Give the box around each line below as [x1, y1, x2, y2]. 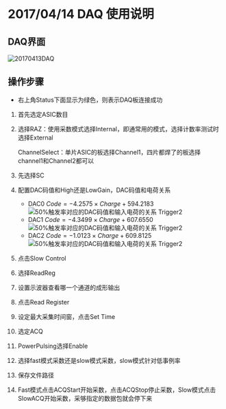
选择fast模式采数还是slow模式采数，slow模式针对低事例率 [17, 356, 181, 364]
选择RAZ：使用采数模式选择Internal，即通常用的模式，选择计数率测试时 [17, 124, 219, 133]
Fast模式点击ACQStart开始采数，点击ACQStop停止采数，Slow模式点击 [17, 386, 216, 394]
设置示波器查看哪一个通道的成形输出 [17, 283, 121, 291]
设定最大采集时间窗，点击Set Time [17, 312, 116, 320]
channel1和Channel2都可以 [17, 156, 95, 165]
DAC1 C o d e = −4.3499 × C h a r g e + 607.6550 [27, 215, 153, 223]
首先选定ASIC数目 [17, 110, 68, 118]
